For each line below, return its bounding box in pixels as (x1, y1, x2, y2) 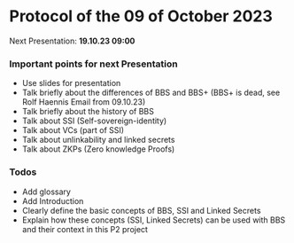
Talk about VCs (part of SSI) (21, 125, 125, 136)
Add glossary (21, 186, 71, 197)
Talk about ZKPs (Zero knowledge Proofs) (21, 144, 175, 154)
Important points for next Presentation (9, 58, 179, 70)
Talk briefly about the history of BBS (21, 106, 155, 117)
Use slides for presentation (21, 78, 121, 89)
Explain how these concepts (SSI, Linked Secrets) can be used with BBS (21, 215, 286, 225)
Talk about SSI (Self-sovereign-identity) (21, 115, 167, 126)
